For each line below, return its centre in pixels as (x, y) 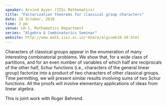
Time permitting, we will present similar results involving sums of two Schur (83, 78)
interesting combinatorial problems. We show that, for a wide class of (76, 57)
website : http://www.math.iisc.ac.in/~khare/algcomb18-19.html (72, 38)
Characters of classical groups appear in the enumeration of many (73, 52)
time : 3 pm (16, 24)
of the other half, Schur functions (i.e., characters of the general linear (77, 67)
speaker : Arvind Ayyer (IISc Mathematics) (50, 10)
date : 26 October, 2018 (30, 19)
